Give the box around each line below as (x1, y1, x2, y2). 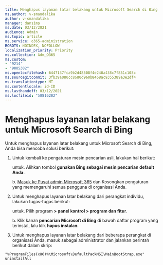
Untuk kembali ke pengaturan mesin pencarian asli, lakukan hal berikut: (12, 155, 156, 161)
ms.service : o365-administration (5, 39, 73, 44)
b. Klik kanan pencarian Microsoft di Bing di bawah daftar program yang (12, 217, 158, 224)
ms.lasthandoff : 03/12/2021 (5, 88, 62, 93)
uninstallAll (5, 256, 32, 261)
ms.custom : (5, 57, 27, 62)
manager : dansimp (5, 20, 40, 26)
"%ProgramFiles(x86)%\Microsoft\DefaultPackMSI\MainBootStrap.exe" (5, 252, 145, 257)
